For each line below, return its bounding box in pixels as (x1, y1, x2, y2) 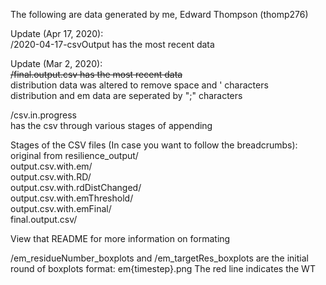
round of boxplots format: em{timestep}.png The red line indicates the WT (10, 263, 316, 274)
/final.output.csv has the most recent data (10, 69, 183, 80)
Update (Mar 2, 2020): (10, 58, 103, 69)
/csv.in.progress (10, 109, 77, 121)
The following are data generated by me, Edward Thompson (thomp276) (10, 9, 309, 20)
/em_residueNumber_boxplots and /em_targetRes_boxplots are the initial (10, 252, 309, 264)
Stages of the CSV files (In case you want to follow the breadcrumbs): (10, 139, 298, 151)
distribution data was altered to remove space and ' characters (10, 79, 269, 91)
